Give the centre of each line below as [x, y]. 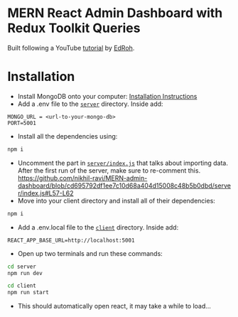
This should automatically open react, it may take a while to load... [114, 306]
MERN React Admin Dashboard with [115, 13]
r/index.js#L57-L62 [45, 193]
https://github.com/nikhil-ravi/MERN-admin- [82, 178]
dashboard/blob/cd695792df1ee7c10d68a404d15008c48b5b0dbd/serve [124, 186]
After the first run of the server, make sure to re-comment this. [109, 170]
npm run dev [25, 273]
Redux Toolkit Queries [74, 28]
